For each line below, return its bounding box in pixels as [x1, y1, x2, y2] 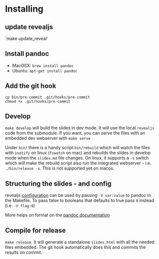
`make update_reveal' [5, 35, 49, 41]
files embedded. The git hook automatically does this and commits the [5, 244, 146, 250]
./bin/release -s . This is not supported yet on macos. [5, 165, 115, 171]
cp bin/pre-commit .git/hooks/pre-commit [5, 95, 90, 100]
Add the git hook [5, 82, 56, 90]
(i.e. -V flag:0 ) [5, 203, 35, 208]
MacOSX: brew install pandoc [12, 62, 74, 69]
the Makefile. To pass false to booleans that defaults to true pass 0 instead [5, 198, 154, 204]
